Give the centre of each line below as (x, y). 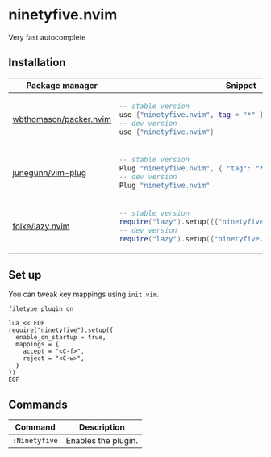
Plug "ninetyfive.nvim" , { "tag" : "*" (194, 168)
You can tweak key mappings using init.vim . (84, 294)
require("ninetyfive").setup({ (61, 330)
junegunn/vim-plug (50, 173)
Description (102, 427)
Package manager (62, 85)
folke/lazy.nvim (41, 226)
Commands (38, 404)
